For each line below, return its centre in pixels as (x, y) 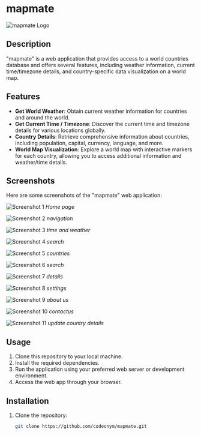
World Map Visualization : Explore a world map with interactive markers (103, 149)
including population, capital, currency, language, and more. (89, 143)
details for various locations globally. (60, 130)
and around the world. (42, 117)
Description (28, 44)
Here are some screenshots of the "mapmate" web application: (84, 195)
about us (58, 300)
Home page (60, 207)
